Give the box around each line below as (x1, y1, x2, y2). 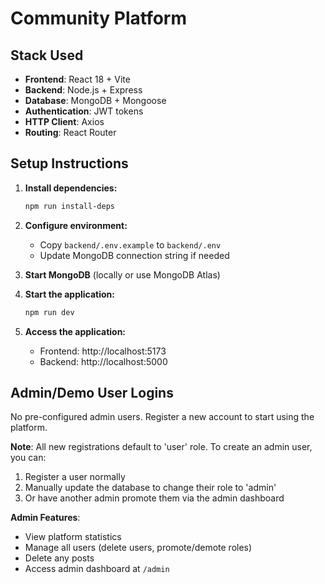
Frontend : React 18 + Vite (24, 73, 131, 85)
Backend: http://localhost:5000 (39, 355, 168, 367)
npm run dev (24, 307, 75, 317)
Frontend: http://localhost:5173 (39, 345, 167, 357)
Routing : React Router (24, 127, 117, 138)
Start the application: (24, 288, 116, 300)
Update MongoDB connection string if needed (39, 249, 230, 261)
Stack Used (10, 47, 84, 64)
